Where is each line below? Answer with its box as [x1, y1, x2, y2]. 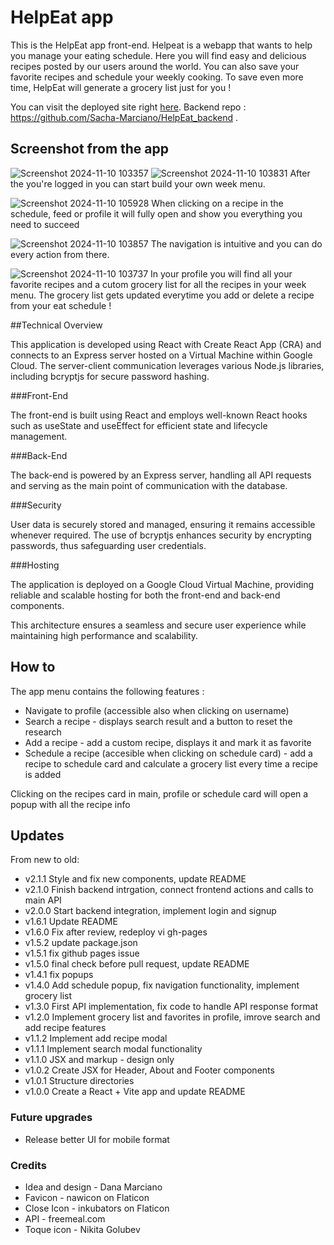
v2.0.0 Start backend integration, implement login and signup [24, 905, 277, 917]
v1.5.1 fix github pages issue [24, 947, 140, 960]
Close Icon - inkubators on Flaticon [24, 1202, 170, 1214]
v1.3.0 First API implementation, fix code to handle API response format [24, 1001, 318, 1013]
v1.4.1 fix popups [24, 969, 94, 981]
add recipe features [24, 1022, 107, 1034]
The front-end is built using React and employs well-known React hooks [10, 409, 308, 421]
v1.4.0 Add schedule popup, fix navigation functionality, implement [24, 979, 300, 991]
